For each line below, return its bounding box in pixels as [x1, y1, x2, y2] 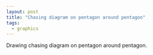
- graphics [11, 25, 39, 32]
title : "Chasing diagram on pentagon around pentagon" [6, 14, 146, 20]
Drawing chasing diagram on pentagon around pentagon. [6, 42, 148, 49]
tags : [6, 20, 20, 26]
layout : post [6, 8, 39, 15]
